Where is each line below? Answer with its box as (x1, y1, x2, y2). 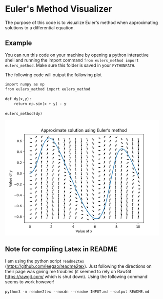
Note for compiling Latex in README (5, 245, 118, 254)
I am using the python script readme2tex (5, 258, 84, 264)
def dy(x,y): (5, 96, 32, 101)
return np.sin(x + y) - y (14, 101, 67, 106)
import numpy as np (5, 82, 45, 86)
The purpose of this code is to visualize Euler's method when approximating (5, 20, 158, 25)
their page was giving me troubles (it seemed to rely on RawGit (5, 268, 132, 274)
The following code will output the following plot (5, 72, 102, 78)
